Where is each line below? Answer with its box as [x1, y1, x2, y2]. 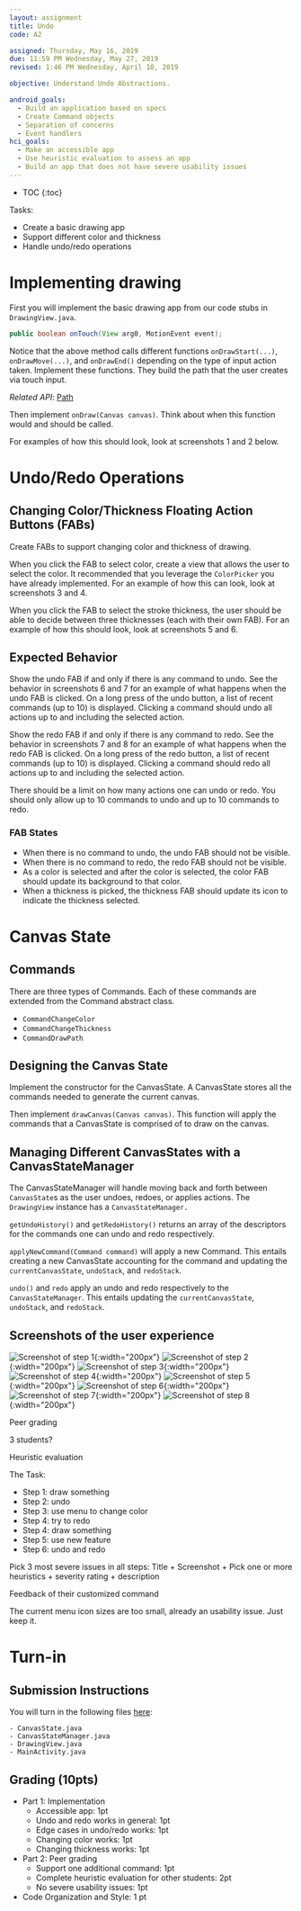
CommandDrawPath [22, 1034, 84, 1043]
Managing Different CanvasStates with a [9, 1144, 241, 1160]
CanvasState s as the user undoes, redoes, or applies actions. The [9, 1192, 251, 1203]
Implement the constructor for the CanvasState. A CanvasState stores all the [9, 1081, 292, 1093]
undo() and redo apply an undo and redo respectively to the [9, 1283, 229, 1294]
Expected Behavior [9, 650, 119, 665]
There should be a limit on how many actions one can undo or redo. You [9, 785, 276, 796]
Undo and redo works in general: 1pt [35, 1815, 171, 1826]
